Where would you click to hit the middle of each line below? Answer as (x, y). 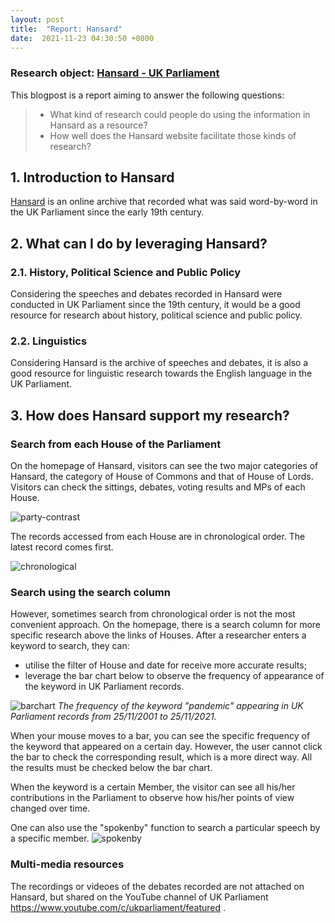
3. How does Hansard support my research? (150, 415)
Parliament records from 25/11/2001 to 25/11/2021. (113, 717)
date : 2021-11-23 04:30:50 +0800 (82, 38)
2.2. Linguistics (49, 341)
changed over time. (50, 808)
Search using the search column (90, 593)
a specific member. (50, 838)
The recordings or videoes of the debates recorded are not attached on (157, 886)
